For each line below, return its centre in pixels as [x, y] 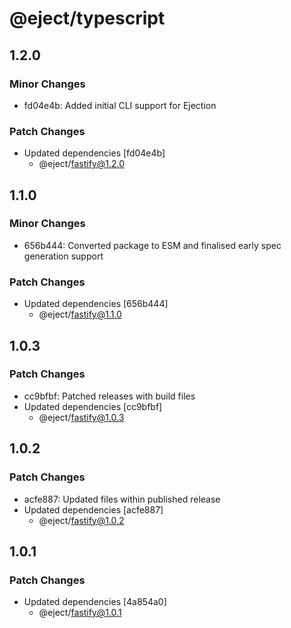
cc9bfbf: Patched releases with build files [109, 396]
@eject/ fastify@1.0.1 [80, 613]
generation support [63, 256]
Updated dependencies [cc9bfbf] [93, 406]
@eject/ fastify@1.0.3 [81, 417]
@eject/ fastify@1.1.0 [80, 314]
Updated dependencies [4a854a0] [95, 602]
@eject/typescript [87, 18]
